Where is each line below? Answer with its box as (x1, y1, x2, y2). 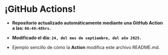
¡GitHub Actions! (5, 3, 76, 15)
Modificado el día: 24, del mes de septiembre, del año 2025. (12, 35, 142, 41)
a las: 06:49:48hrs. (12, 25, 52, 31)
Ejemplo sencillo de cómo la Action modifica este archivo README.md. (12, 44, 160, 50)
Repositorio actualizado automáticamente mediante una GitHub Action (12, 20, 163, 26)
